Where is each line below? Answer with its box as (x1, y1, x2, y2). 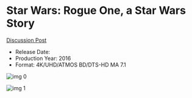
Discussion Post (6, 36, 47, 44)
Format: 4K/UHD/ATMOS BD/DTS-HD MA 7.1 (15, 61, 126, 68)
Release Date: (15, 48, 51, 55)
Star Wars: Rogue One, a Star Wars (6, 4, 186, 18)
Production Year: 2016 (15, 54, 71, 62)
